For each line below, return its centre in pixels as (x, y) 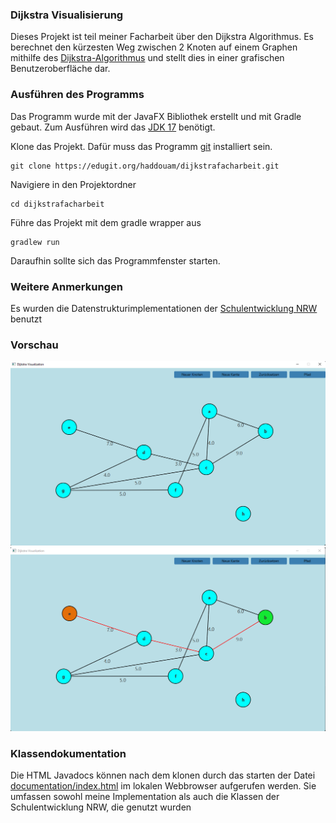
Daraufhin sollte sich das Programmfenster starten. (115, 260)
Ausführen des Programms (77, 95)
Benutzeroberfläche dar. (60, 69)
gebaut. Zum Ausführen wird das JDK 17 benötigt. (113, 127)
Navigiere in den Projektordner (73, 184)
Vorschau (34, 345)
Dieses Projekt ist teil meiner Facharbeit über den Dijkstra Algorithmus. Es (162, 37)
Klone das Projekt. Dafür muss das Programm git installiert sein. (141, 146)
